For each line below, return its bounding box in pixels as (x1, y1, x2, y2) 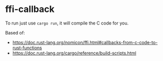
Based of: (5, 29, 25, 35)
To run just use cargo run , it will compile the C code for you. (5, 20, 129, 26)
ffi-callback (5, 3, 55, 15)
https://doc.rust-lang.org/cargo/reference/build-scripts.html (12, 50, 136, 56)
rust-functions (12, 44, 42, 50)
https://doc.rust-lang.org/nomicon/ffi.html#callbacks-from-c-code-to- (12, 39, 158, 45)
